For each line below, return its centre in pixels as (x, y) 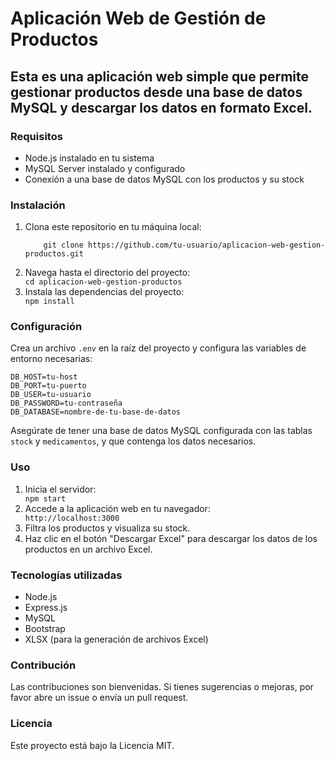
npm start (45, 498)
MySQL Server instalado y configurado (105, 168)
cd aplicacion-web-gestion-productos (103, 282)
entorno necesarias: (51, 359)
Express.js (46, 608)
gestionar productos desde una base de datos (156, 92)
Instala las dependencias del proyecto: (104, 292)
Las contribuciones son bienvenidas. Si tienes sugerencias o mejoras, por (162, 687)
